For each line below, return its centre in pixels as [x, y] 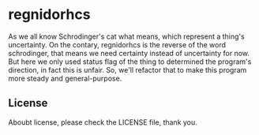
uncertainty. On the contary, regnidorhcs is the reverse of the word [117, 44]
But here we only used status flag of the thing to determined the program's [130, 62]
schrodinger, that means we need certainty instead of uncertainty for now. [129, 53]
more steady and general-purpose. [65, 78]
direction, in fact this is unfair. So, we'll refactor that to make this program [128, 69]
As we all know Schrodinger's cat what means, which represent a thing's [126, 36]
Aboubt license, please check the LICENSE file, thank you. [103, 122]
